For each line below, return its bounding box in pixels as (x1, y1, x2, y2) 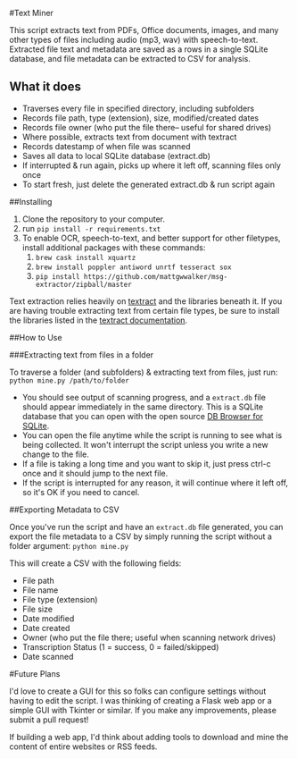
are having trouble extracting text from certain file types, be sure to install (9, 305, 280, 316)
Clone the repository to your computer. (21, 214, 166, 224)
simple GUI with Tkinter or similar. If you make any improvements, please (9, 704, 276, 715)
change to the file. (21, 449, 89, 460)
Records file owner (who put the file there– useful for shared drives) (21, 122, 272, 132)
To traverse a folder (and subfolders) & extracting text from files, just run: (9, 367, 278, 377)
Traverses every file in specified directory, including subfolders (21, 103, 255, 114)
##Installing (9, 196, 53, 207)
